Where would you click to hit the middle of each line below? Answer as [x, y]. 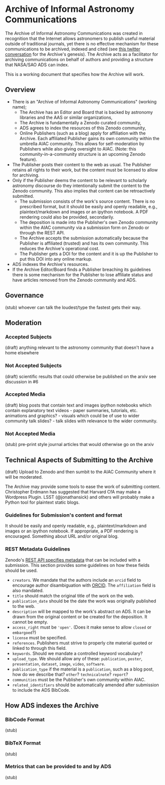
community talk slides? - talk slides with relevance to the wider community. [81, 421]
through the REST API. [42, 232]
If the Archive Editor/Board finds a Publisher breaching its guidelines [82, 269]
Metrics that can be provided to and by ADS [58, 767]
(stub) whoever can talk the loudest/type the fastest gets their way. [73, 307]
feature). [28, 159]
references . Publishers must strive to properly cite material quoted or [82, 643]
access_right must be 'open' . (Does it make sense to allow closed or [82, 627]
